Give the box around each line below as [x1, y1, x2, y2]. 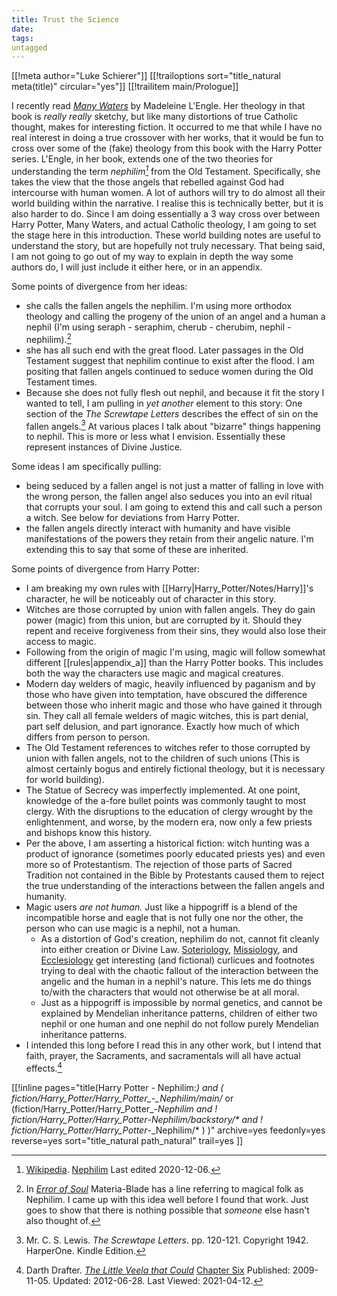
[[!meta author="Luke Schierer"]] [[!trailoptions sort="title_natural [11, 70, 281, 82]
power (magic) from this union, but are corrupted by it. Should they [25, 614, 303, 626]
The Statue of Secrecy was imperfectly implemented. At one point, [25, 784, 301, 796]
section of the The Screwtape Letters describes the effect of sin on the [25, 407, 319, 420]
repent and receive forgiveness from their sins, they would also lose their [25, 625, 327, 637]
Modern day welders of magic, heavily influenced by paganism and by [25, 678, 316, 690]
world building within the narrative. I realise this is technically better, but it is [11, 197, 324, 209]
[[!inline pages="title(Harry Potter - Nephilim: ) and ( [11, 1081, 224, 1093]
